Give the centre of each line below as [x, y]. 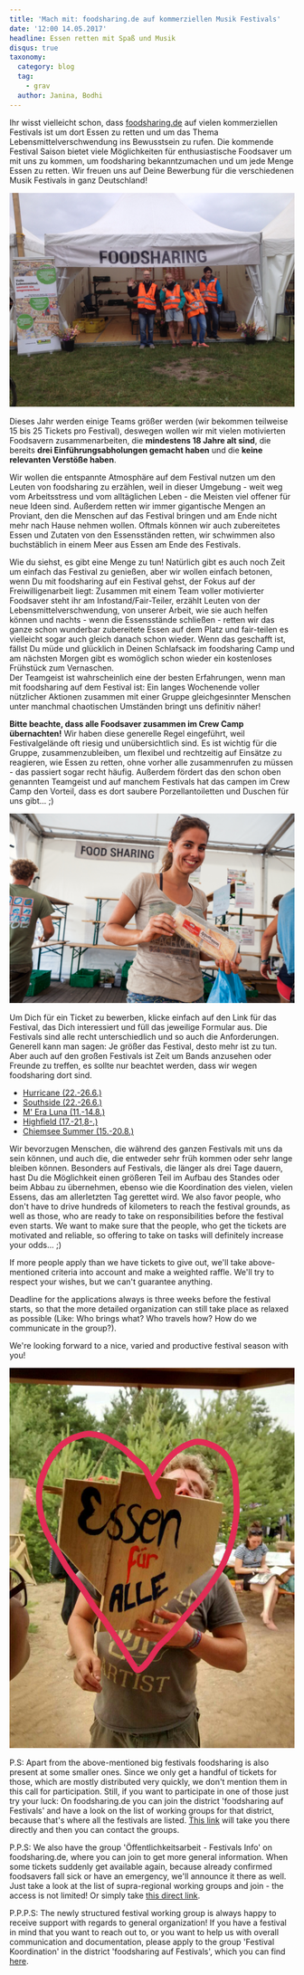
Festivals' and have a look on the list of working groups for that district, [142, 1811]
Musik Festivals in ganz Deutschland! [78, 180]
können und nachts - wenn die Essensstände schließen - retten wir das [142, 619]
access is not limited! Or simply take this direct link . [105, 1895]
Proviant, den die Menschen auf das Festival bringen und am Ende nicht [143, 515]
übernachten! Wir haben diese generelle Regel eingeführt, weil [128, 733]
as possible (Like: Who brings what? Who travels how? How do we [133, 1319]
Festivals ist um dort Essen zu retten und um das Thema [114, 132]
